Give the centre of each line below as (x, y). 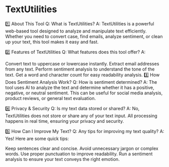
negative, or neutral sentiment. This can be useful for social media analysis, (84, 93)
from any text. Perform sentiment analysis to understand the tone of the (80, 69)
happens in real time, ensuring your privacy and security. (65, 121)
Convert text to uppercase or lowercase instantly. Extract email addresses (82, 63)
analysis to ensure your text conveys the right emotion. (62, 159)
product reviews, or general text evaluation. (51, 98)
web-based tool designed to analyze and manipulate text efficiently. (76, 31)
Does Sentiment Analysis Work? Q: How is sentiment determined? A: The (81, 82)
